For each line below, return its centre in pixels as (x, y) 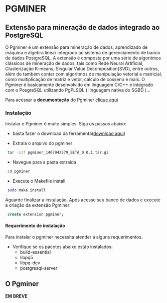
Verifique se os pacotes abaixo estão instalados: (62, 247)
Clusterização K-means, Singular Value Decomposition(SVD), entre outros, (82, 69)
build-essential (35, 252)
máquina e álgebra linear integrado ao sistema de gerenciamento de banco (83, 53)
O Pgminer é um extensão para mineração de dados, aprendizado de (76, 47)
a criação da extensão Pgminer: (38, 205)
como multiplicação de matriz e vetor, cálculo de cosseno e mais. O (75, 79)
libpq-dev (30, 263)
